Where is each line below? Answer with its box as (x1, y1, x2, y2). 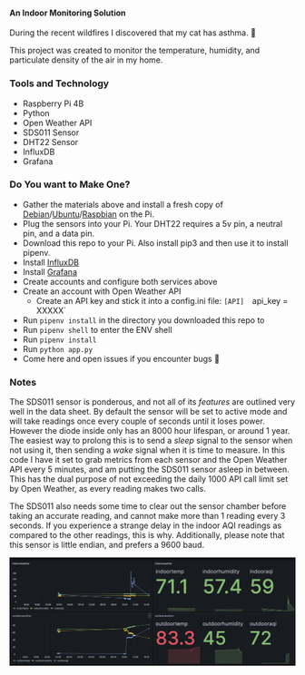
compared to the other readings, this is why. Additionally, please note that (9, 530, 285, 541)
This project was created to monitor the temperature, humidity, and (9, 45, 261, 56)
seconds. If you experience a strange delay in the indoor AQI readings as (9, 520, 282, 531)
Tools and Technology (9, 77, 110, 90)
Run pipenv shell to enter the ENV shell (22, 324, 172, 335)
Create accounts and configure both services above (22, 276, 218, 287)
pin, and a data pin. (22, 228, 95, 239)
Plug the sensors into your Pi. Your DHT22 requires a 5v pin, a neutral (22, 218, 283, 229)
